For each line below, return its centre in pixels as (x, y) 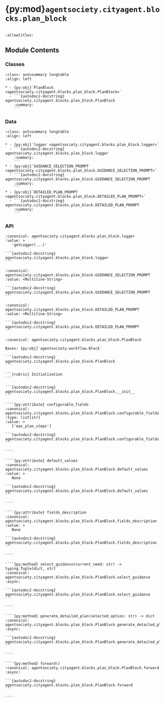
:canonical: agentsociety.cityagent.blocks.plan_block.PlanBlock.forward (82, 668)
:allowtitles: (20, 35)
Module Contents (32, 50)
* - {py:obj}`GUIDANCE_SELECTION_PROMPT (47, 166)
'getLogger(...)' (29, 245)
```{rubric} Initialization (34, 374)
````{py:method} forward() (33, 664)
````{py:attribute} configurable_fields (47, 405)
